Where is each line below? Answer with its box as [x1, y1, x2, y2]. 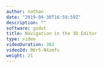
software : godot [6, 25, 46, 31]
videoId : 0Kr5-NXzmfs [6, 47, 60, 53]
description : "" [6, 20, 46, 25]
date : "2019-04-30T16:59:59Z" [6, 14, 82, 20]
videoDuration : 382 [6, 42, 55, 48]
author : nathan [6, 8, 44, 15]
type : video [6, 36, 36, 42]
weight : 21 [6, 53, 33, 59]
